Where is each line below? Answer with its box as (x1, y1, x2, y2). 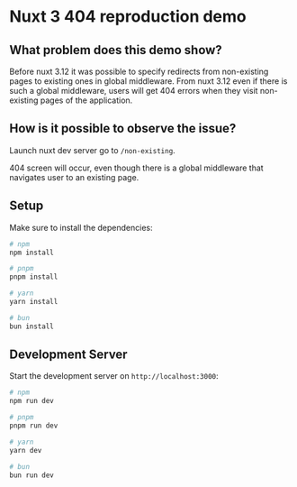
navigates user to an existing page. (9, 171, 139, 182)
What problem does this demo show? (9, 42, 222, 58)
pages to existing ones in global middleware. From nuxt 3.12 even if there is (9, 76, 288, 87)
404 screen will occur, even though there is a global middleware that (9, 162, 264, 173)
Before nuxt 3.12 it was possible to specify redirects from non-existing (9, 66, 269, 77)
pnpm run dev (9, 421, 58, 430)
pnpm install (9, 272, 58, 281)
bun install (9, 322, 54, 331)
